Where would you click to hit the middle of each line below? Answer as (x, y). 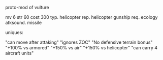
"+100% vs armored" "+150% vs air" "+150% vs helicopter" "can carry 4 (81, 48)
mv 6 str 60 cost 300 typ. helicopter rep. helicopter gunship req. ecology (81, 17)
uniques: (14, 32)
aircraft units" (20, 53)
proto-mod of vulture (27, 7)
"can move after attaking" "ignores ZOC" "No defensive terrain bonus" (79, 42)
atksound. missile (24, 23)
